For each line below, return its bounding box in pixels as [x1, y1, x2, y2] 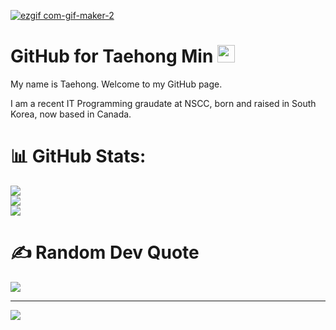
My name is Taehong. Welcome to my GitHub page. [10, 78, 223, 90]
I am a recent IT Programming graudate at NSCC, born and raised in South [10, 97, 317, 109]
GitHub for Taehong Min [10, 45, 214, 68]
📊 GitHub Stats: [10, 145, 147, 168]
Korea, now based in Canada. [10, 108, 132, 120]
